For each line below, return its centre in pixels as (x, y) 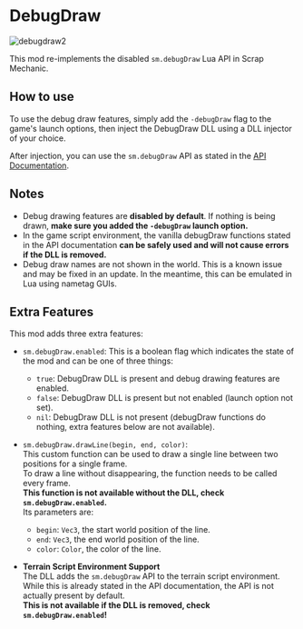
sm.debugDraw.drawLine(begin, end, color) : (105, 444)
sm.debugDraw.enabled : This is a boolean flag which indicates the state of (158, 352)
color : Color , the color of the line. (98, 549)
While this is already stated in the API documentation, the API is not (148, 586)
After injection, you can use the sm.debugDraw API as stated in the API (138, 155)
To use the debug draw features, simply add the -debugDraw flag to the (141, 118)
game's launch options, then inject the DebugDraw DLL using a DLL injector (151, 128)
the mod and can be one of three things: (98, 361)
